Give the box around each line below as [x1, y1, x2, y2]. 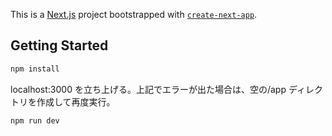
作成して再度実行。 [36, 95, 116, 108]
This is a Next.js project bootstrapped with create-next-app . [10, 9, 258, 20]
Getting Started [10, 37, 109, 54]
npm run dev [10, 115, 60, 126]
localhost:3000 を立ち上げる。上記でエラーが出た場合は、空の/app [10, 83, 287, 95]
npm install [10, 64, 60, 74]
